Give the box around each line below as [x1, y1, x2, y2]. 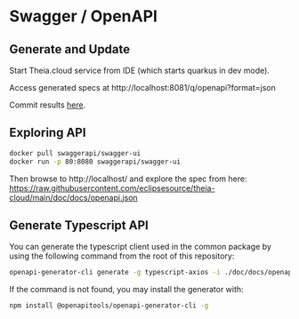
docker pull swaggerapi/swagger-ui [9, 148, 141, 157]
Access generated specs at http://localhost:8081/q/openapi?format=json [9, 83, 276, 92]
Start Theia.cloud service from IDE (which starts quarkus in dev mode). [9, 65, 270, 76]
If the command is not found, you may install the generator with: [9, 284, 244, 295]
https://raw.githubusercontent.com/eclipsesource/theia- [9, 182, 215, 193]
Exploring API [9, 125, 86, 140]
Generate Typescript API [9, 218, 149, 233]
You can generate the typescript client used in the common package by [9, 242, 271, 252]
